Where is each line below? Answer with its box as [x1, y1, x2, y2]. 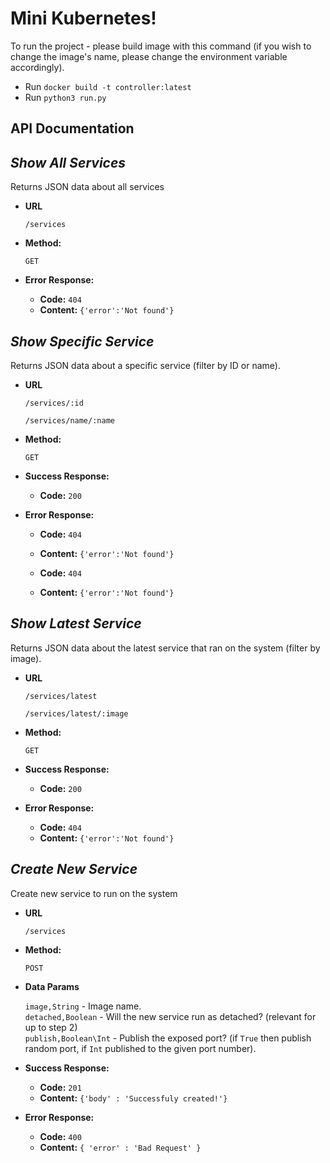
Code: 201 [39, 1081, 82, 1093]
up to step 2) [24, 1021, 78, 1033]
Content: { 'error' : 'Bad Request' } [39, 1141, 202, 1153]
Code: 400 [39, 1130, 82, 1142]
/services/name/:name [24, 415, 115, 426]
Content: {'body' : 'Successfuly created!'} [39, 1092, 228, 1104]
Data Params [24, 980, 80, 992]
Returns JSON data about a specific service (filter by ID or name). [10, 359, 281, 371]
